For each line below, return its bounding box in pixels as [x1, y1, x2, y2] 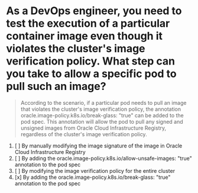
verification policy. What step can [6, 54, 176, 68]
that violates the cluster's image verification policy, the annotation [20, 105, 181, 112]
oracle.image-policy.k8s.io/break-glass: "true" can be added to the [20, 111, 184, 119]
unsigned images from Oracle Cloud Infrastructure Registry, [20, 124, 167, 131]
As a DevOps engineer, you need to [6, 4, 182, 18]
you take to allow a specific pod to [6, 67, 177, 81]
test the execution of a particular [6, 17, 170, 30]
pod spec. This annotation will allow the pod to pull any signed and [20, 118, 183, 125]
